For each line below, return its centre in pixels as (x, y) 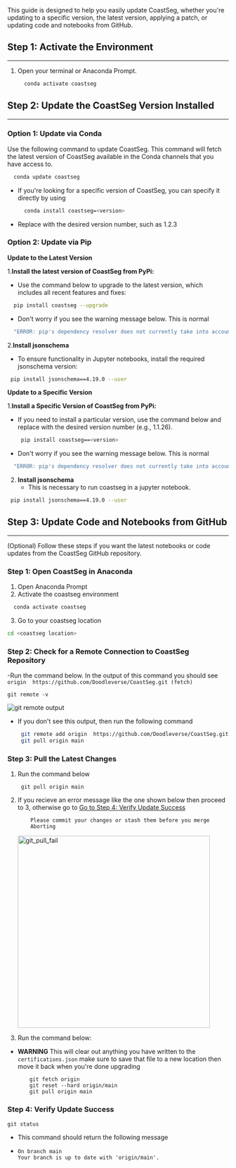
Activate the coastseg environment (68, 595)
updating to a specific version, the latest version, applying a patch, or (107, 18)
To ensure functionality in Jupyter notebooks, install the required (111, 359)
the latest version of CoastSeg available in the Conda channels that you (111, 156)
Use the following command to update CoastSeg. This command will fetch (114, 149)
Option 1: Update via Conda (55, 134)
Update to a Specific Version (50, 393)
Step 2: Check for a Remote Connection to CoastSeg (98, 652)
